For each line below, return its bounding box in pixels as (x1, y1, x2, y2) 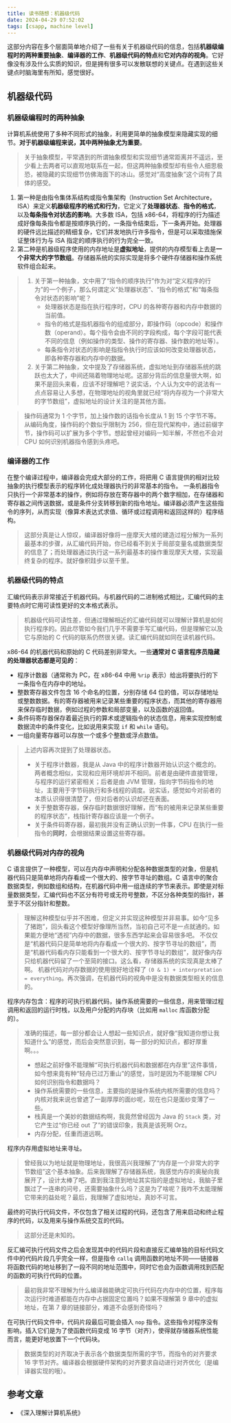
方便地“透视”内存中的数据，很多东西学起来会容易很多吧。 (36, 931, 199, 939)
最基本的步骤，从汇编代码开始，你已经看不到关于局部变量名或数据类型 (23, 539, 223, 547)
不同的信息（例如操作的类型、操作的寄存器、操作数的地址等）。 (44, 337, 223, 345)
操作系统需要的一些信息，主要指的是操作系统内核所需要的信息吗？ (34, 1086, 221, 1094)
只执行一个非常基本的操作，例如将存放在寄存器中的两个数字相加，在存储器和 (7, 490, 224, 499)
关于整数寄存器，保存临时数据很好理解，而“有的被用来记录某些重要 (34, 803, 224, 812)
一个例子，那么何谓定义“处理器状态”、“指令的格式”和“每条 (49, 285, 213, 294)
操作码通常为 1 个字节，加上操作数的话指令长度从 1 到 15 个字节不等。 (23, 412, 220, 420)
